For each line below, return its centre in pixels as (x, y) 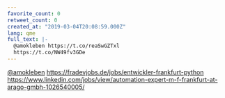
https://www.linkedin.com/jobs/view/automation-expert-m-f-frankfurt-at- (113, 79)
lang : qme (22, 33)
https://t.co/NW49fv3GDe (49, 53)
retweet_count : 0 (32, 20)
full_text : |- (28, 40)
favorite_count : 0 (34, 14)
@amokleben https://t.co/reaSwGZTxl (67, 46)
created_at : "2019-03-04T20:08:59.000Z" (67, 26)
